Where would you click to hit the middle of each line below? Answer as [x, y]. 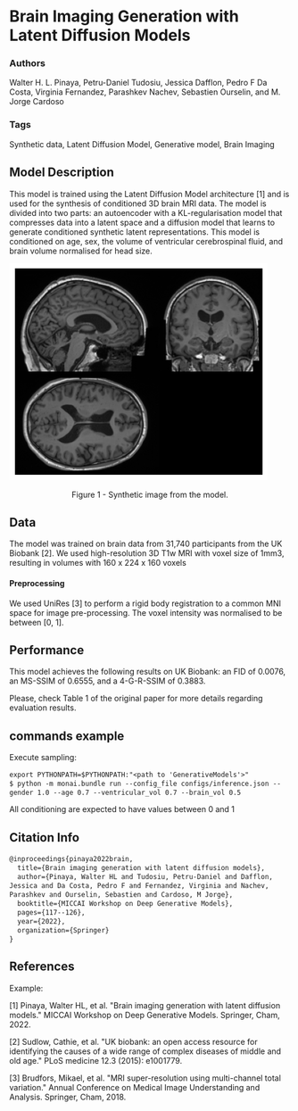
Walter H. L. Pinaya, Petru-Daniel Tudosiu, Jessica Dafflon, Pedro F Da [138, 83]
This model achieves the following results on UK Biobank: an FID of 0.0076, [148, 672]
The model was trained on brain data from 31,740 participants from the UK [146, 544]
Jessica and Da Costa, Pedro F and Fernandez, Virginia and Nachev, [139, 886]
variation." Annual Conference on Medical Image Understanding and [135, 1087]
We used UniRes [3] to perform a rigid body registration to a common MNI [145, 603]
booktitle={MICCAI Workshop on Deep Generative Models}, [125, 904]
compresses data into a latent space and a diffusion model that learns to [142, 222]
